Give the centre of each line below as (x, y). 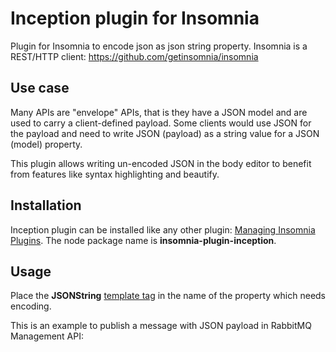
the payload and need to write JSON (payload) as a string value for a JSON (165, 133)
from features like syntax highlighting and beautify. (115, 174)
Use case (40, 88)
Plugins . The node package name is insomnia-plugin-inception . (143, 240)
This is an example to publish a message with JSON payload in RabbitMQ (161, 326)
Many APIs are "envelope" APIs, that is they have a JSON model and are (159, 112)
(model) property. (46, 144)
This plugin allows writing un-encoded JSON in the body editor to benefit (161, 163)
